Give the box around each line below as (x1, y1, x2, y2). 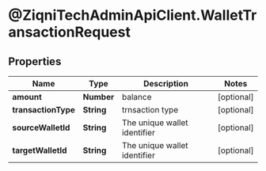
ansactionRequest (8, 23, 131, 41)
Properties (8, 55, 62, 68)
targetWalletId (12, 145, 67, 156)
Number (82, 92, 115, 102)
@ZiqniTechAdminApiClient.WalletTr (8, 6, 257, 25)
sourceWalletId (12, 122, 70, 133)
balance (121, 92, 152, 102)
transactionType (12, 104, 75, 115)
